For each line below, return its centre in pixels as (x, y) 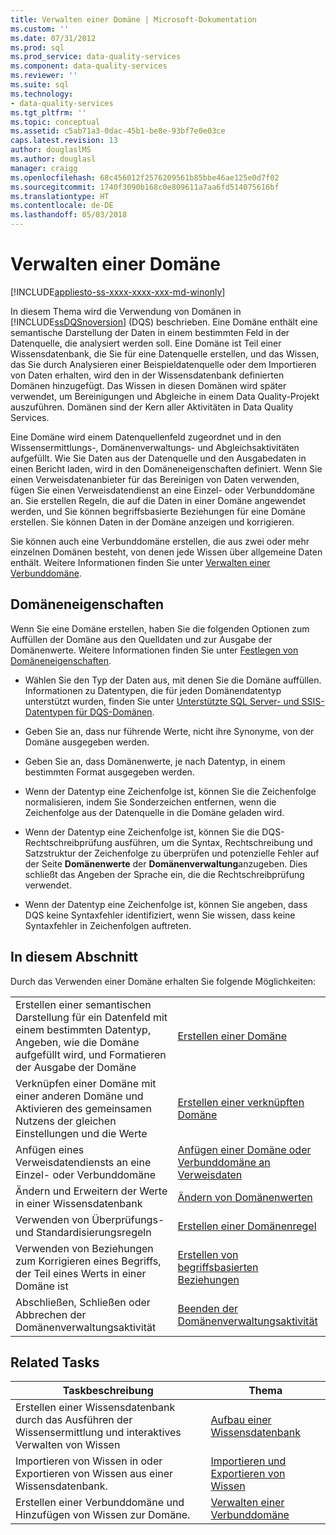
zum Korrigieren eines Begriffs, (88, 1261)
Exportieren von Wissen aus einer (94, 1474)
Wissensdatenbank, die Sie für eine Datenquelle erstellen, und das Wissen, (165, 353)
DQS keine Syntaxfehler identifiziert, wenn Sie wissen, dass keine (160, 915)
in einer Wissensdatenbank (79, 1203)
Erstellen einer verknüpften (241, 1102)
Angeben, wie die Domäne (77, 1042)
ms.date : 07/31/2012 (53, 38)
